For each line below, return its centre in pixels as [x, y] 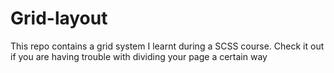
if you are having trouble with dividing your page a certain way [139, 56]
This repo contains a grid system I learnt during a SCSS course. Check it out [167, 46]
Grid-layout [59, 18]
